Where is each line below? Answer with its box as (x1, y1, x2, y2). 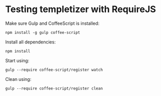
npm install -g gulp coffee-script (5, 30, 80, 35)
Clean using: (5, 76, 31, 82)
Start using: (5, 57, 29, 64)
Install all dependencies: (5, 39, 56, 45)
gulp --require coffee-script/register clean (5, 86, 103, 91)
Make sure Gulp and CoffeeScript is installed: (5, 20, 100, 26)
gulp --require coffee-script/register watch (5, 67, 103, 72)
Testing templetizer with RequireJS (5, 4, 156, 15)
